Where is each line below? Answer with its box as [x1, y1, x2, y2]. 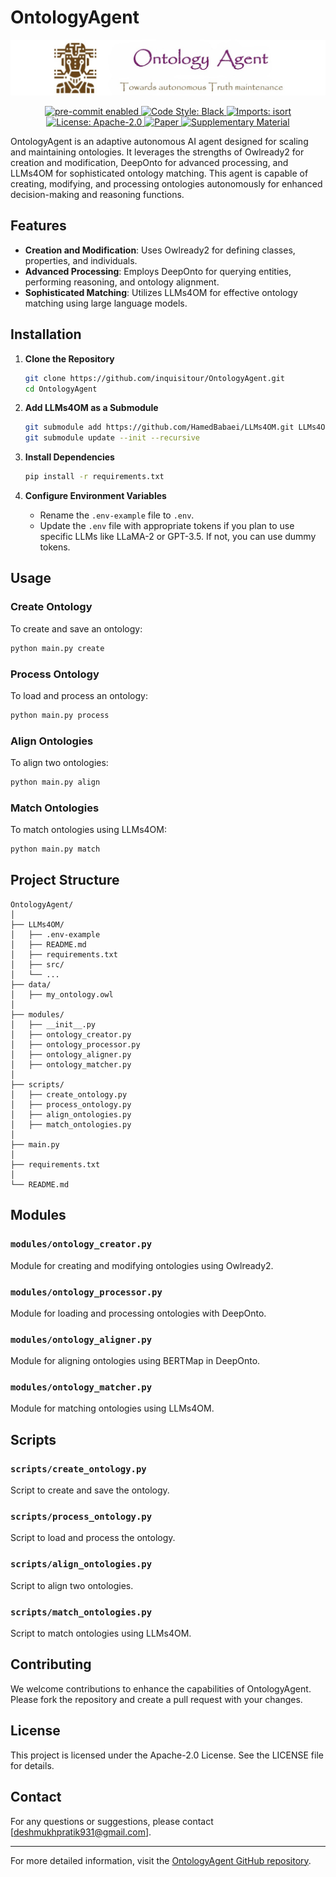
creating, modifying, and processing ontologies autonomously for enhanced [10, 178, 323, 190]
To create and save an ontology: [10, 622, 143, 635]
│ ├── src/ [10, 959, 65, 970]
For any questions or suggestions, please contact [10, 1815, 214, 1827]
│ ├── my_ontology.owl [10, 989, 114, 1000]
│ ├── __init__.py [10, 1019, 97, 1030]
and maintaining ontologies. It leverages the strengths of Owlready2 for [10, 146, 305, 158]
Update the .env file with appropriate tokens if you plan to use [39, 520, 295, 532]
